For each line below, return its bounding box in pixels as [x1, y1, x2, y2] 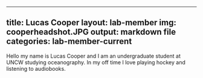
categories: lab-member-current [6, 37, 132, 47]
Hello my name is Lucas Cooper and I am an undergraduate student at [6, 52, 181, 59]
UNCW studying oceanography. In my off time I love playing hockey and [6, 58, 186, 66]
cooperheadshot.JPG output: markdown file [6, 27, 176, 37]
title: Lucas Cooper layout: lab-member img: [6, 17, 176, 28]
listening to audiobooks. [6, 65, 66, 72]
